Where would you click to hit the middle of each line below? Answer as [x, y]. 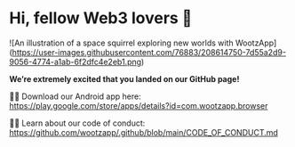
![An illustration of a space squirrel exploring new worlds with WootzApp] [143, 43]
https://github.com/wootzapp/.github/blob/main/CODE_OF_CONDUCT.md [144, 132]
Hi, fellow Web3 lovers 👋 [101, 18]
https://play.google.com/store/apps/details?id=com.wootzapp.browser [139, 105]
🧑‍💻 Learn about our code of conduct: [77, 123]
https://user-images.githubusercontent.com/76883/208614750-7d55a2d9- [149, 52]
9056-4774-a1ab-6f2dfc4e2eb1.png [76, 61]
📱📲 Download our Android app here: [75, 96]
